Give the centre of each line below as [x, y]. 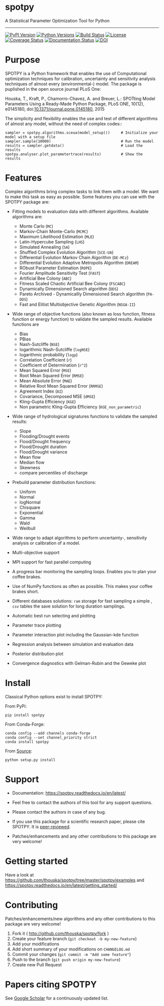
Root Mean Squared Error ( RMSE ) [51, 375]
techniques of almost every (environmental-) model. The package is [73, 84]
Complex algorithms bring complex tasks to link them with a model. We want [82, 191]
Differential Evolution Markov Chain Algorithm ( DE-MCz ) [74, 257]
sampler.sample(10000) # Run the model [79, 141]
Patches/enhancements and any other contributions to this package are [84, 836]
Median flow [32, 462]
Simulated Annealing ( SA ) [44, 247]
